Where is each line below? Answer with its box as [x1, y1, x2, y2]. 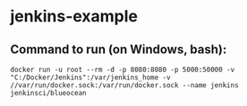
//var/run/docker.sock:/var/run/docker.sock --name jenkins [10, 81, 240, 90]
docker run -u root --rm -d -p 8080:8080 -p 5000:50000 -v [10, 65, 235, 74]
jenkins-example [10, 6, 138, 27]
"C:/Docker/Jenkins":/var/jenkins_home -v [10, 73, 171, 82]
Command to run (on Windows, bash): [10, 42, 227, 57]
